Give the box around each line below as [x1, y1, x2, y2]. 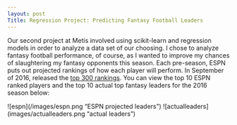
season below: [7, 88, 50, 97]
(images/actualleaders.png [7, 110, 86, 118]
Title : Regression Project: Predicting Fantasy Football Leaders [7, 17, 203, 24]
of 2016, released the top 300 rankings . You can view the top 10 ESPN [7, 73, 211, 81]
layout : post [7, 10, 46, 18]
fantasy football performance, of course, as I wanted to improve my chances [7, 51, 230, 60]
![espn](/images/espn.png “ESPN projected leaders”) [7, 102, 162, 110]
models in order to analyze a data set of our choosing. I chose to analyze [7, 44, 219, 52]
